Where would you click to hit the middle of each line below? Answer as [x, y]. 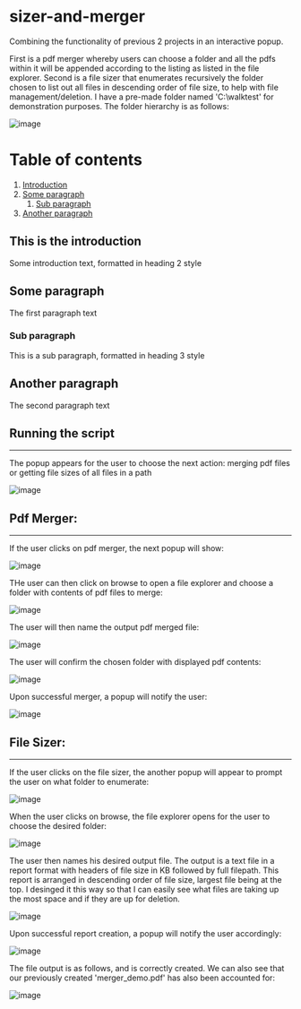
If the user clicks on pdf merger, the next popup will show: [116, 548]
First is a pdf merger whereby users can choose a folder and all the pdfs [142, 58]
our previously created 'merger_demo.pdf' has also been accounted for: [142, 978]
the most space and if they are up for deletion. [95, 899]
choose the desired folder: [58, 826]
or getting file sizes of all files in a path [81, 473]
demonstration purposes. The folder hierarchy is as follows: [120, 106]
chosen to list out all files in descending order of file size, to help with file [144, 87]
